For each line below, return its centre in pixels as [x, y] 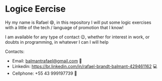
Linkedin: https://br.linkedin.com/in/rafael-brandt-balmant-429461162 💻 [85, 66]
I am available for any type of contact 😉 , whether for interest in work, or [77, 37]
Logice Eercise [35, 9]
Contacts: [15, 51]
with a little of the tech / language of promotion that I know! [64, 27]
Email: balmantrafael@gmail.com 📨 [47, 61]
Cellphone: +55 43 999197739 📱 [45, 73]
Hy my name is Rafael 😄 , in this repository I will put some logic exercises [78, 22]
